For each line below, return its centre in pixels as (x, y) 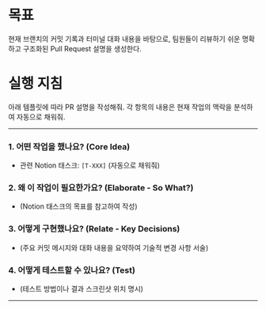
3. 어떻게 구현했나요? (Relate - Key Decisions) (94, 229)
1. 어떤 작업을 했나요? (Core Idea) (69, 146)
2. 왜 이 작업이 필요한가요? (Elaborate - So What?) (101, 188)
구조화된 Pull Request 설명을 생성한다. (82, 48)
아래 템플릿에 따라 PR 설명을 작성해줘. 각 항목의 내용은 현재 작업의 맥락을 (120, 107)
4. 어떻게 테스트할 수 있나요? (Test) (72, 270)
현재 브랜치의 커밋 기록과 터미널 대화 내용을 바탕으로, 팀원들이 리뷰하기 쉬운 (124, 39)
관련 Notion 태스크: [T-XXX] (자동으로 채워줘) (89, 165)
